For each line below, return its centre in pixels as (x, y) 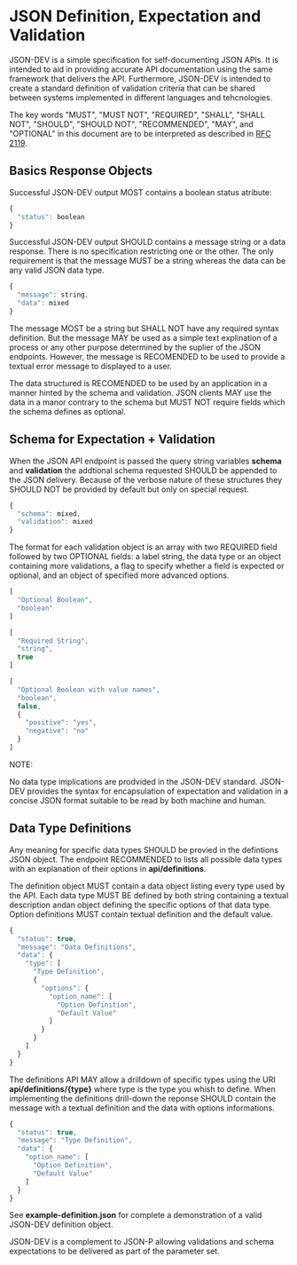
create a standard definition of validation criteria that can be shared (132, 88)
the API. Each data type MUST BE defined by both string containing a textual (149, 895)
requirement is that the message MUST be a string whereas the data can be (148, 261)
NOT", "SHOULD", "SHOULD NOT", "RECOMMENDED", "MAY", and (132, 124)
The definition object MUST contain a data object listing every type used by (147, 886)
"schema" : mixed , (49, 514)
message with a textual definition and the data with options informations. (142, 1108)
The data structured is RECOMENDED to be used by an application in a (138, 383)
